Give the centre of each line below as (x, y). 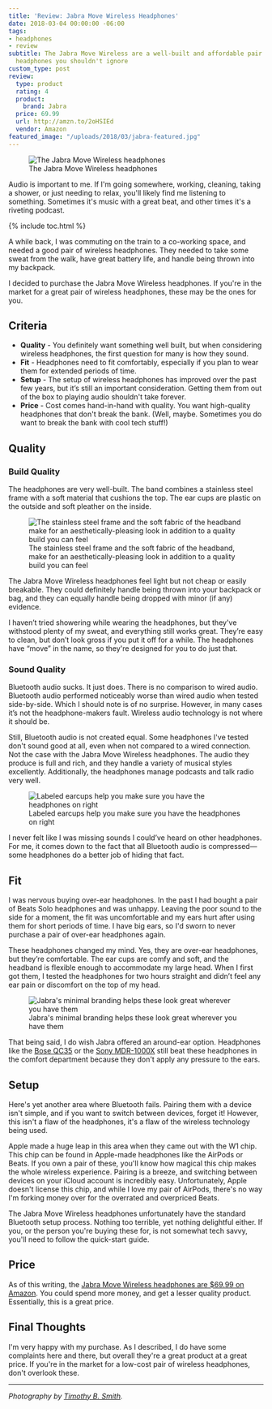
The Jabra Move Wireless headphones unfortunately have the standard (127, 1213)
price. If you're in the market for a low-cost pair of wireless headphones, (130, 1364)
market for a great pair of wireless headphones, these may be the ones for (132, 291)
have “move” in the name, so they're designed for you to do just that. (123, 648)
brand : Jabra (45, 106)
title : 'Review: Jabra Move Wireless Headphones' (94, 16)
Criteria (28, 326)
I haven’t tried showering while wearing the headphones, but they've (123, 623)
